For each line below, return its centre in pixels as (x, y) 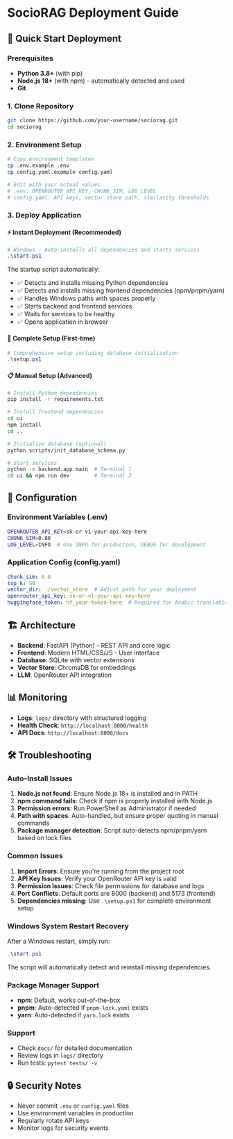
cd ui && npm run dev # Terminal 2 (69, 476)
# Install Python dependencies (52, 393)
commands (33, 823)
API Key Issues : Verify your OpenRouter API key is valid (97, 878)
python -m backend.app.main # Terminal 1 (69, 469)
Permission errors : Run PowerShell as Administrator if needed (106, 808)
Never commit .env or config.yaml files (73, 1106)
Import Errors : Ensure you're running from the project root (101, 871)
